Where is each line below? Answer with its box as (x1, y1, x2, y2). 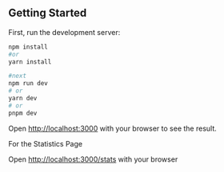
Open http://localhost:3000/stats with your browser (8, 154, 178, 164)
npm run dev (8, 80, 48, 88)
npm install (8, 43, 48, 51)
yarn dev (8, 95, 38, 103)
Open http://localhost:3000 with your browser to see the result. (8, 123, 218, 133)
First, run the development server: (8, 27, 121, 37)
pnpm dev (8, 109, 38, 117)
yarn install (8, 57, 52, 66)
